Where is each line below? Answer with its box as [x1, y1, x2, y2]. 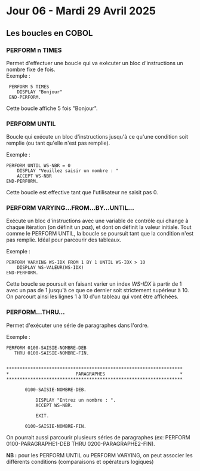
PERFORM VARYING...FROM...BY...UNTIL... [6, 204, 134, 212]
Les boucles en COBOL [6, 28, 93, 38]
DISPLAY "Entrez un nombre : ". [35, 397, 116, 403]
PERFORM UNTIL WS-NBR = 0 [6, 163, 70, 169]
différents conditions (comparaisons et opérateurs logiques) [6, 458, 154, 465]
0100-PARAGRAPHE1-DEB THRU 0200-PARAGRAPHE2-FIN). [6, 440, 155, 447]
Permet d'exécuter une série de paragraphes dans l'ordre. [6, 322, 149, 329]
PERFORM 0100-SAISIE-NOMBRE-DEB [6, 345, 87, 351]
